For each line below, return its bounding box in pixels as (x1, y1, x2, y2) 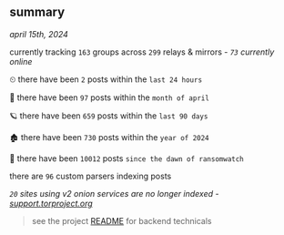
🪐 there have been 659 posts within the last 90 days (9, 110, 208, 121)
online (9, 56, 33, 66)
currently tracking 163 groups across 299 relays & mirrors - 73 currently (9, 46, 275, 57)
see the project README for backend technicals (31, 215, 212, 226)
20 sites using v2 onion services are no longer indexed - (9, 188, 219, 199)
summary (9, 5, 66, 20)
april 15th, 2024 (9, 28, 68, 39)
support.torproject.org (9, 198, 93, 209)
